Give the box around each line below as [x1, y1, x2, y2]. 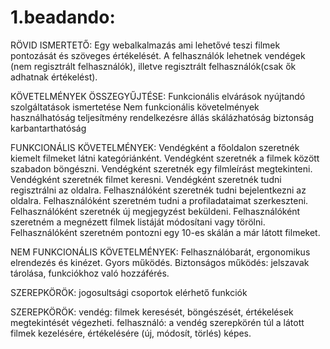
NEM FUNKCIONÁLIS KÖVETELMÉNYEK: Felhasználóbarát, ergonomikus [10, 246, 311, 258]
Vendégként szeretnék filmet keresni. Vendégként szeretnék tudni [10, 173, 282, 185]
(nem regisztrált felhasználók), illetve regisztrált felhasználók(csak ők [10, 60, 297, 72]
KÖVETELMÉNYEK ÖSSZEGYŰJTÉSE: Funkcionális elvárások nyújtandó [10, 90, 306, 102]
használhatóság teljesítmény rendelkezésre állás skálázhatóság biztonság [10, 111, 315, 123]
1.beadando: [10, 6, 116, 29]
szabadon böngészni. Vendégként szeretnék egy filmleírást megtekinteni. [10, 162, 313, 175]
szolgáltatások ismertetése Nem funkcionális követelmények [10, 101, 260, 113]
